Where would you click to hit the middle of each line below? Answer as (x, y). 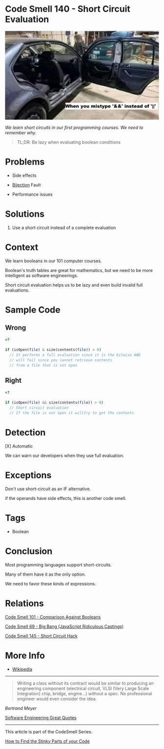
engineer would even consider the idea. (57, 699)
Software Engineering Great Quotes (41, 718)
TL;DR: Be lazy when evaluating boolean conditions (69, 142)
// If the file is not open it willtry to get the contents (72, 413)
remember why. (21, 132)
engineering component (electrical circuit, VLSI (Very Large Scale (83, 688)
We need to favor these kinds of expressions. (51, 583)
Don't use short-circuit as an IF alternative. (48, 489)
